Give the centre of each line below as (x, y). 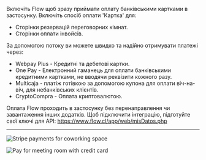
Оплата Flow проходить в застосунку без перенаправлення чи (88, 108)
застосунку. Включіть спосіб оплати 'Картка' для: (71, 15)
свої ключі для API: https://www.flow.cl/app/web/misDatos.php (87, 121)
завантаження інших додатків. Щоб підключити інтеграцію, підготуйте (98, 115)
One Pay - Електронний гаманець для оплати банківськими (93, 70)
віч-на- (186, 83)
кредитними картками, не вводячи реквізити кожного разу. (93, 77)
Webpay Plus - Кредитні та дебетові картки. (72, 64)
